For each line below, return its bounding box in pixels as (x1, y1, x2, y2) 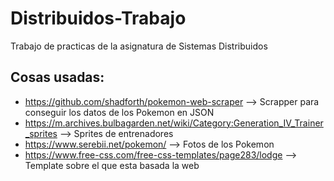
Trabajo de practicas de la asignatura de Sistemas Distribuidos (10, 40, 268, 52)
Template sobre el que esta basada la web (24, 159, 200, 171)
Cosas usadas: (10, 69, 105, 86)
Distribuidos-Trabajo (10, 7, 187, 30)
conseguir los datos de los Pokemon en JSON (24, 106, 215, 118)
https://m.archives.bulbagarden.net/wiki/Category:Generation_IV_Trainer (24, 117, 324, 129)
